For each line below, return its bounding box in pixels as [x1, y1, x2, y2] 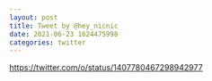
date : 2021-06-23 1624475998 [9, 29, 119, 38]
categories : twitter [9, 37, 87, 47]
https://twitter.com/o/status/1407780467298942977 [9, 62, 204, 73]
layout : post [9, 12, 58, 22]
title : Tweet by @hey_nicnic [9, 21, 119, 30]
